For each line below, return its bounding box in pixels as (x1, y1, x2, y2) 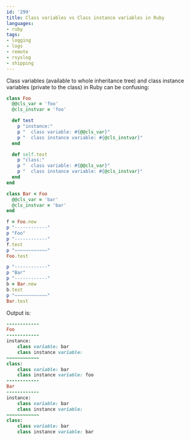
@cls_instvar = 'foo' (12, 106, 67, 113)
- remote (6, 49, 29, 55)
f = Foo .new (6, 219, 37, 225)
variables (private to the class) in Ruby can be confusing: (6, 83, 149, 90)
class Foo (6, 95, 32, 101)
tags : (6, 32, 20, 38)
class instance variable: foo (17, 372, 94, 378)
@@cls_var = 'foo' (12, 101, 59, 107)
